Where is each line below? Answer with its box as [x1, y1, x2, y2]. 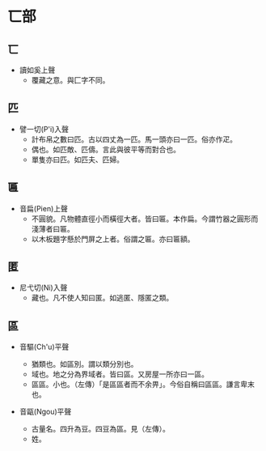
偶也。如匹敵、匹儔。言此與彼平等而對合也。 [31, 144, 181, 154]
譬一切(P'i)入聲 [19, 124, 70, 134]
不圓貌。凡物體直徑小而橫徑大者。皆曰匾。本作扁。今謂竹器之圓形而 [31, 214, 259, 223]
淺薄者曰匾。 [31, 223, 74, 233]
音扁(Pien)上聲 [19, 203, 68, 213]
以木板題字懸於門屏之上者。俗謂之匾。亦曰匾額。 [31, 234, 195, 244]
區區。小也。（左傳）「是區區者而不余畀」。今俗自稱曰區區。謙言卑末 [31, 380, 255, 389]
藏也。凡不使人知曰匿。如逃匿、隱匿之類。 [31, 293, 174, 303]
